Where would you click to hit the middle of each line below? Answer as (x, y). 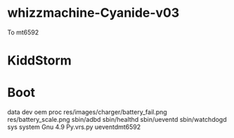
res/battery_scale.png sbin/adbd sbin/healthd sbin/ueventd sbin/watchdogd (117, 120)
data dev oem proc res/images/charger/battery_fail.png (87, 112)
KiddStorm (39, 61)
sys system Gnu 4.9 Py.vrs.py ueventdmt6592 (74, 127)
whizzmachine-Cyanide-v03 (93, 13)
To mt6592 (23, 32)
